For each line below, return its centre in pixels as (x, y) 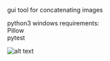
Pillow (16, 30)
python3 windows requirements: (53, 23)
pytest (16, 38)
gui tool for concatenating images (55, 10)
